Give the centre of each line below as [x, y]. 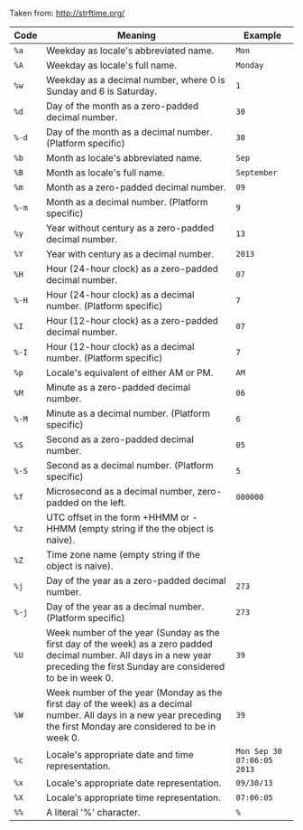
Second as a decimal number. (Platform [130, 465]
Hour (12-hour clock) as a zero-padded [133, 321]
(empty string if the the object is [146, 528]
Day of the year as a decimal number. [125, 607]
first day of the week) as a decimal [119, 704]
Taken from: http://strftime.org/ [67, 13]
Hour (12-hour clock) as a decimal [120, 347]
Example [262, 35]
